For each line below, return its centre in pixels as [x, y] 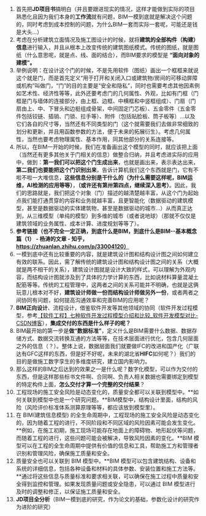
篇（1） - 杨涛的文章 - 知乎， [52, 239]
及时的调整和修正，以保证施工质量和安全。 [70, 491]
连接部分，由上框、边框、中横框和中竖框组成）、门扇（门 [125, 101]
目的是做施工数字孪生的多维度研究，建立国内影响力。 [83, 361]
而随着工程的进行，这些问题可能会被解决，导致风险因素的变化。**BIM [104, 438]
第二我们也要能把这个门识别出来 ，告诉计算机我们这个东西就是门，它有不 [107, 170]
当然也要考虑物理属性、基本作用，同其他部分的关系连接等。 [102, 139]
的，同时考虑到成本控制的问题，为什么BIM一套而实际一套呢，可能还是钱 [107, 24]
